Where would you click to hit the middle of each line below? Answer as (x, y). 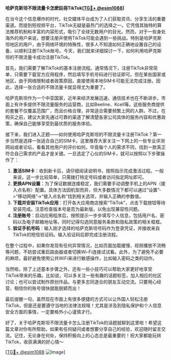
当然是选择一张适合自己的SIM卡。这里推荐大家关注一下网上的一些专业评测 (87, 141)
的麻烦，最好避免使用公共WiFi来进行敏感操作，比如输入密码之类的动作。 (81, 258)
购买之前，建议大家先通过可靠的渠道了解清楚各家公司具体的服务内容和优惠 (83, 117)
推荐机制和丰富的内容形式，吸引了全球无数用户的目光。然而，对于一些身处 (88, 32)
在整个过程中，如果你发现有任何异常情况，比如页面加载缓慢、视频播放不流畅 (85, 245)
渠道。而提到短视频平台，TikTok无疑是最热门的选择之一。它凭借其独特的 (81, 25)
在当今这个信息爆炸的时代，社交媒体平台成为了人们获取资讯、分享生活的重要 (85, 19)
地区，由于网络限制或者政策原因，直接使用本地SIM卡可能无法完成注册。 (81, 81)
